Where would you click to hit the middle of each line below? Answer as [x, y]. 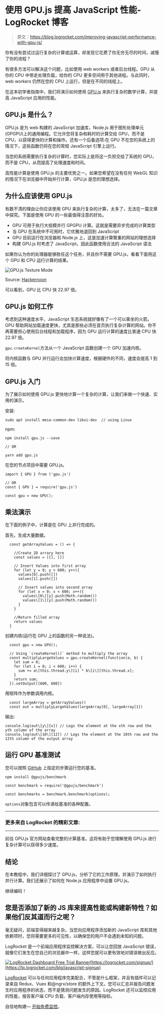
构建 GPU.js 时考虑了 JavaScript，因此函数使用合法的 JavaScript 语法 [82, 244]
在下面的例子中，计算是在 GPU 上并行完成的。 [51, 525]
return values [28, 622]
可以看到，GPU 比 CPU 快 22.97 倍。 [42, 289]
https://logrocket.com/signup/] [123, 962]
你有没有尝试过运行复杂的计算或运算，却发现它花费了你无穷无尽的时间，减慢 [82, 52]
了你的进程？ [18, 58]
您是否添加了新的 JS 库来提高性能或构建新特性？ [78, 908]
